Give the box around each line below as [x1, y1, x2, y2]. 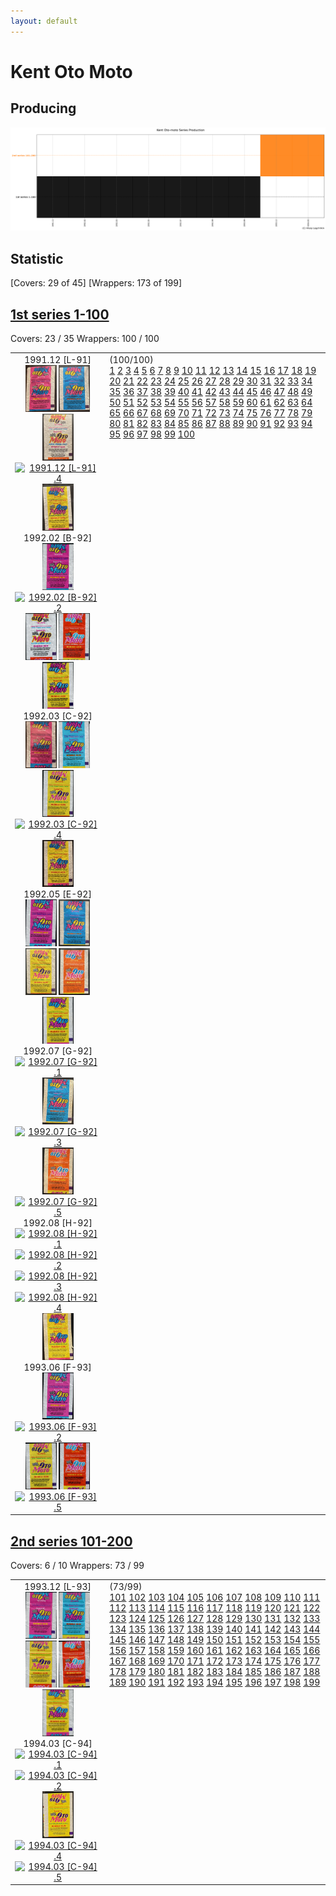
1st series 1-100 [10, 306, 110, 323]
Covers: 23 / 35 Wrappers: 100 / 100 [10, 333, 160, 345]
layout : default [10, 16, 78, 26]
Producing [10, 100, 77, 117]
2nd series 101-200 [10, 1533, 133, 1550]
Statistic [10, 250, 64, 267]
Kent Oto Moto [10, 60, 133, 83]
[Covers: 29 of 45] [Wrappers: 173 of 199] [10, 277, 183, 289]
